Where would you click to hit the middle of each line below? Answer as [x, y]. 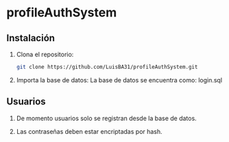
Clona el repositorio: [45, 54]
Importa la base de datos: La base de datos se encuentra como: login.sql [119, 80]
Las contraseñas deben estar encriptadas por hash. [89, 131]
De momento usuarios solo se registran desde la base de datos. [106, 118]
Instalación [31, 38]
